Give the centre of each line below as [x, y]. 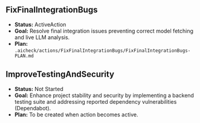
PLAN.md [24, 56]
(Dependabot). [33, 108]
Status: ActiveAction [40, 24]
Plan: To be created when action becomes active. [76, 115]
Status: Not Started [39, 89]
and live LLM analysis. [42, 37]
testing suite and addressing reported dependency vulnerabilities [95, 101]
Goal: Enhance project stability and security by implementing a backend [104, 95]
